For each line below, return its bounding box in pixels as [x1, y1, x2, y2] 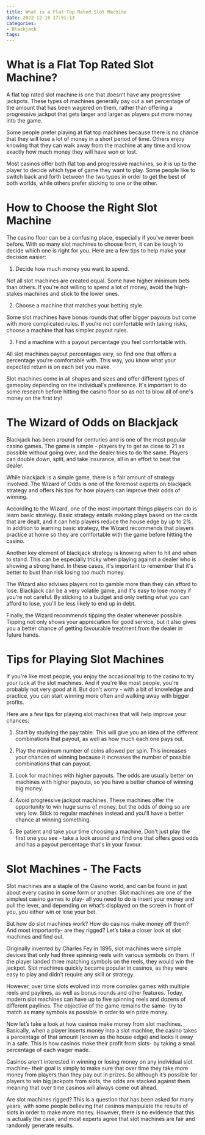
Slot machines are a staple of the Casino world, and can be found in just [6, 882, 187, 889]
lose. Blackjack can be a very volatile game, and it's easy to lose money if [6, 587, 192, 594]
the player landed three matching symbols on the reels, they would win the [6, 958, 194, 965]
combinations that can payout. [15, 760, 92, 767]
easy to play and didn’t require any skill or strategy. [6, 970, 135, 978]
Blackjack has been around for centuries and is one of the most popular [6, 435, 187, 443]
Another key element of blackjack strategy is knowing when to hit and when [6, 549, 197, 556]
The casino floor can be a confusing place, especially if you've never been [6, 234, 194, 241]
